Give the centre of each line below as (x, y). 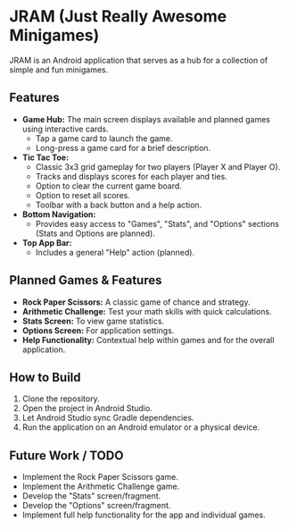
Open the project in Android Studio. (87, 408)
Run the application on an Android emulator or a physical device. (141, 427)
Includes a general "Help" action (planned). (115, 252)
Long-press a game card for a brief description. (123, 147)
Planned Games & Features (86, 280)
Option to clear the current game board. (109, 186)
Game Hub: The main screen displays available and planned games (146, 119)
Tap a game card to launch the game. (104, 138)
